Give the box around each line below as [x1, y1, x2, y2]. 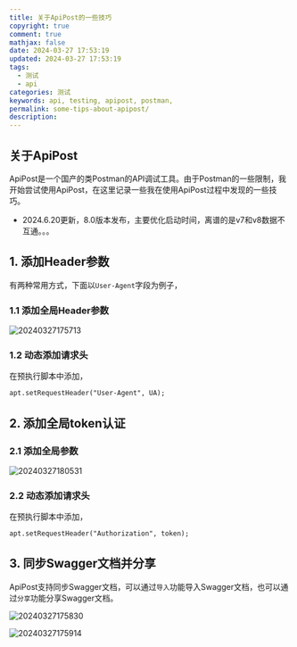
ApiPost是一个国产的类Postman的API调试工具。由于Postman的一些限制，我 [9, 173, 287, 184]
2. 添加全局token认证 [9, 416, 127, 431]
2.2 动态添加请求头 [9, 489, 91, 502]
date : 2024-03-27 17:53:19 [9, 46, 110, 55]
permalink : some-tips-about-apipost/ [9, 104, 150, 113]
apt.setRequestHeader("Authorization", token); [9, 529, 190, 538]
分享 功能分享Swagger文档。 [17, 593, 119, 603]
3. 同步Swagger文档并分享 [9, 556, 156, 571]
